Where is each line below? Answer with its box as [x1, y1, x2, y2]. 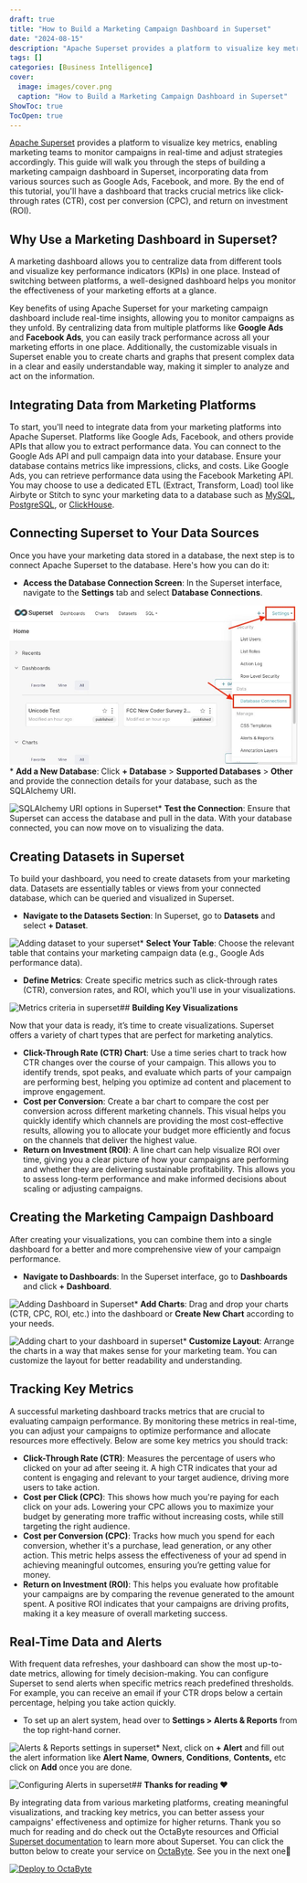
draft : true [9, 15, 55, 24]
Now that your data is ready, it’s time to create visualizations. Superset [9, 1020, 274, 1031]
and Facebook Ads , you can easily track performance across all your [9, 332, 270, 343]
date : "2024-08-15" [9, 34, 84, 43]
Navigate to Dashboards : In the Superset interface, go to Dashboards [22, 1271, 288, 1282]
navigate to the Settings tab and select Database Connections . [22, 587, 263, 598]
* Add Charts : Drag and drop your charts [133, 1298, 290, 1309]
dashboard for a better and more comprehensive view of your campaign [9, 1243, 281, 1254]
